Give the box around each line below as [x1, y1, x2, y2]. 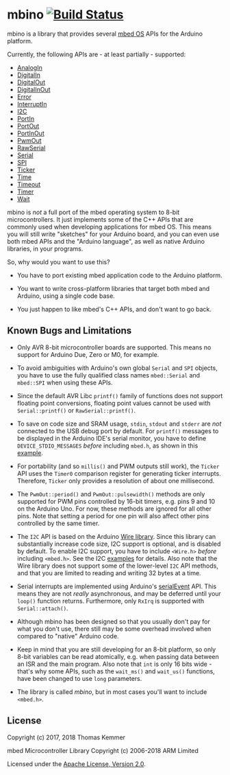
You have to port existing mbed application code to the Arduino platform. [16, 271, 222, 279]
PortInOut [16, 129, 44, 137]
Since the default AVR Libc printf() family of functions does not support [16, 391, 223, 400]
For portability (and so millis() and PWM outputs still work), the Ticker [16, 462, 220, 470]
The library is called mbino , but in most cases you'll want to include [16, 687, 207, 696]
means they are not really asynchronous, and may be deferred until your [16, 589, 221, 597]
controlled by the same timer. [16, 519, 100, 527]
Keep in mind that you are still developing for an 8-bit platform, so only [16, 645, 216, 653]
